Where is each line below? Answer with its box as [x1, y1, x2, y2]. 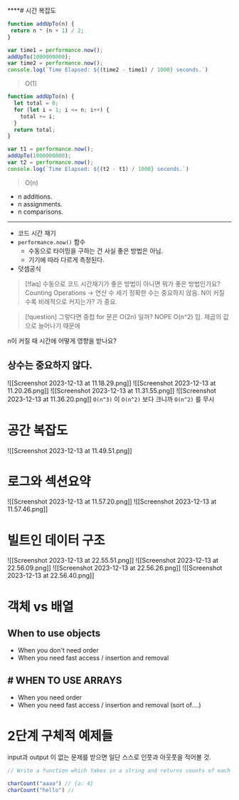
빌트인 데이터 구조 [7, 532, 105, 549]
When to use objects [7, 627, 101, 639]
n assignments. [17, 199, 63, 208]
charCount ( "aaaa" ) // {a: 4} [7, 780, 94, 787]
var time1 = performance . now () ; [7, 46, 103, 53]
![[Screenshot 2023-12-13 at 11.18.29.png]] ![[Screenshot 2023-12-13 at [7, 378, 216, 387]
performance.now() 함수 [17, 237, 86, 246]
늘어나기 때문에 [38, 321, 80, 330]
